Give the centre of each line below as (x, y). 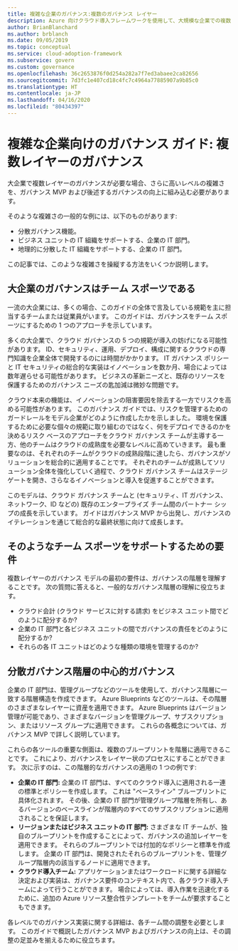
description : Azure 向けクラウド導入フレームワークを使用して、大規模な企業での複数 (119, 21)
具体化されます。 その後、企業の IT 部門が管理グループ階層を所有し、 (119, 800)
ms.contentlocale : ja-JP (44, 93)
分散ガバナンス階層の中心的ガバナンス (91, 671)
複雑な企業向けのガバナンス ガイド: (110, 144)
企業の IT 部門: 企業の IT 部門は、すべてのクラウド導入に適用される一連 (121, 783)
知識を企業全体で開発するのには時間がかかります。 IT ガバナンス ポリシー (121, 358)
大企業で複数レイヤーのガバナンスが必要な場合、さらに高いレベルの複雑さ (116, 183)
